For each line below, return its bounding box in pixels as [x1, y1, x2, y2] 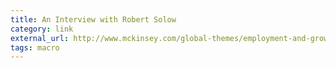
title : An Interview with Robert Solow [10, 14, 177, 25]
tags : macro [10, 42, 60, 53]
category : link [10, 24, 74, 34]
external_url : [10, 33, 70, 43]
